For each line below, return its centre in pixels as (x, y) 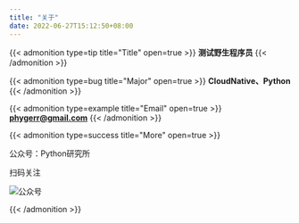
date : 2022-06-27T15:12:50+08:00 (71, 26)
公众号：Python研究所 (50, 153)
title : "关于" (34, 17)
